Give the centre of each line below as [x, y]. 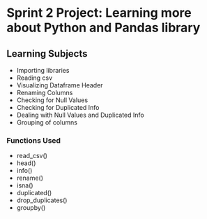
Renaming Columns [45, 93]
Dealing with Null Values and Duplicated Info [80, 115]
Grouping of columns [47, 122]
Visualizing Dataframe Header [60, 85]
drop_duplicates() [42, 200]
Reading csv [34, 78]
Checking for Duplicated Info [58, 107]
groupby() [31, 208]
